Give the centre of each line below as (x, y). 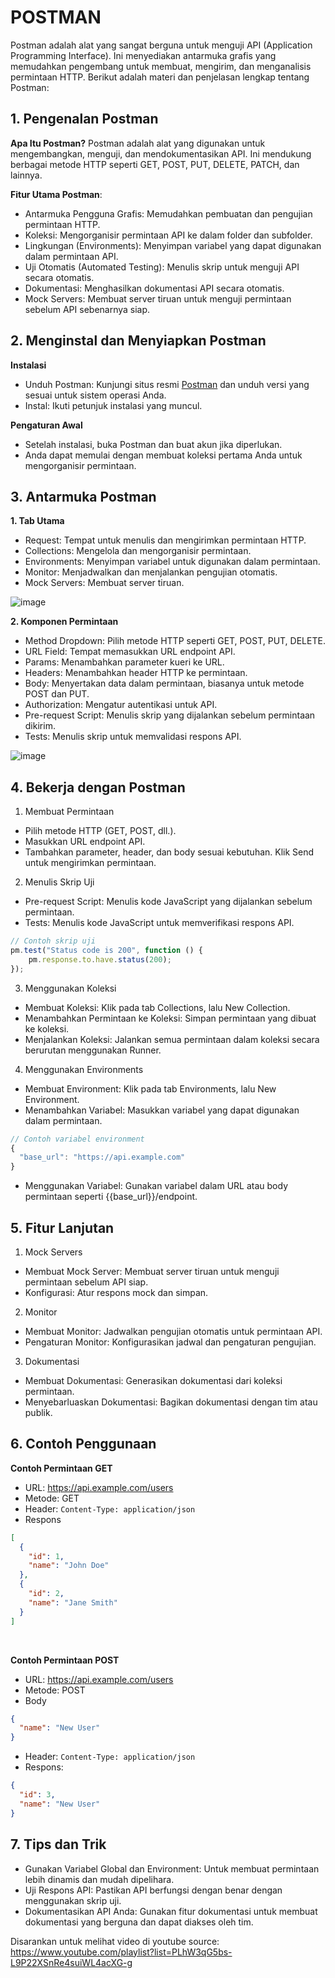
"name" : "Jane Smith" (73, 1602)
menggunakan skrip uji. (73, 1900)
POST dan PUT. (57, 694)
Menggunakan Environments (84, 1069)
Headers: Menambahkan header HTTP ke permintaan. (136, 673)
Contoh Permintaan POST (65, 1660)
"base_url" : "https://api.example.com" (102, 1157)
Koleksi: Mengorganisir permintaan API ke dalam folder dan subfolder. (168, 235)
